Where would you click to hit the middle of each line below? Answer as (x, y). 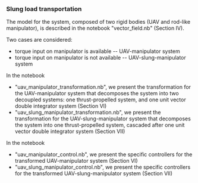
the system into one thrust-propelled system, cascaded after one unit (100, 125)
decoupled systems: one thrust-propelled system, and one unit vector (100, 100)
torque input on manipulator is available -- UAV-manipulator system (97, 51)
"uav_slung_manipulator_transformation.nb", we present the (88, 113)
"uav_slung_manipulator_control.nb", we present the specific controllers (103, 167)
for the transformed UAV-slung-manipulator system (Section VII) (94, 173)
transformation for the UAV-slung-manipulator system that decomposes (103, 119)
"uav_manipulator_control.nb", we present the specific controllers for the (103, 154)
